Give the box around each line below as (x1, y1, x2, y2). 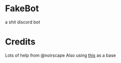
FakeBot (5, 3, 39, 14)
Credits (5, 36, 36, 47)
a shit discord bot (5, 19, 40, 25)
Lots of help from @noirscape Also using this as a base (5, 52, 116, 58)
